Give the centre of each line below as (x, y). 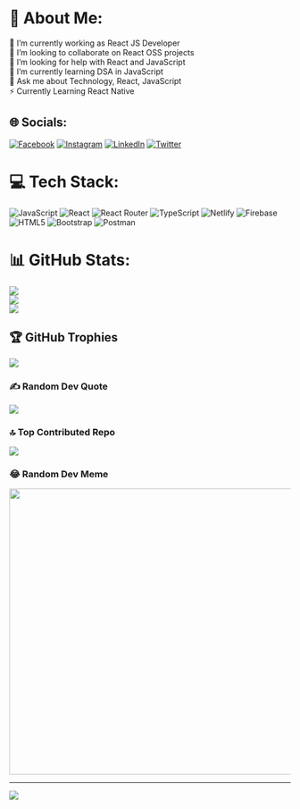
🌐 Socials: (38, 123)
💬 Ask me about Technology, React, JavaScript (96, 80)
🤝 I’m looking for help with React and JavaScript (97, 62)
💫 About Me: (56, 18)
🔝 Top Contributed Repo (62, 432)
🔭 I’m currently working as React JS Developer (95, 43)
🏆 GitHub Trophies (64, 337)
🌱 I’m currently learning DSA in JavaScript (86, 72)
